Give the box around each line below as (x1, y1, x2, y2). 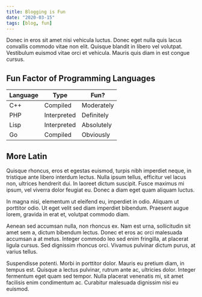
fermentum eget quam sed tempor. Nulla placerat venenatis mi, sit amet (6, 272, 184, 280)
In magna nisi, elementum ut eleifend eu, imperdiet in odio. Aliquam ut (6, 198, 179, 205)
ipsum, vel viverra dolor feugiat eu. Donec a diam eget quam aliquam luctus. (6, 186, 195, 193)
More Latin (6, 151, 47, 161)
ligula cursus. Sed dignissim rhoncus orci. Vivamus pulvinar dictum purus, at (6, 242, 196, 249)
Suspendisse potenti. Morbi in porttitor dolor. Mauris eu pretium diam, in (6, 260, 185, 267)
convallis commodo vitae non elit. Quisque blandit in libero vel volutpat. (6, 43, 183, 50)
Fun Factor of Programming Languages (6, 73, 156, 83)
